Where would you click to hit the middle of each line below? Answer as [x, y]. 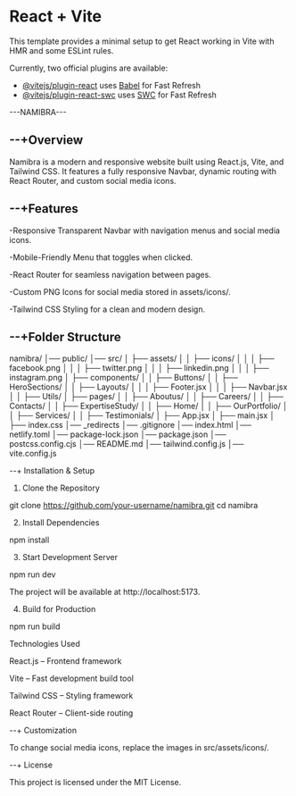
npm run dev [33, 574]
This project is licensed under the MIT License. [95, 783]
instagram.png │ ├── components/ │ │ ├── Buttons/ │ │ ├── [124, 378]
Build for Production [59, 609]
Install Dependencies [61, 523]
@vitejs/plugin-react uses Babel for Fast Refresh [111, 85]
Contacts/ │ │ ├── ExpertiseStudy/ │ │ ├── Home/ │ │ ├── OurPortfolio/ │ [148, 406]
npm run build [35, 626]
